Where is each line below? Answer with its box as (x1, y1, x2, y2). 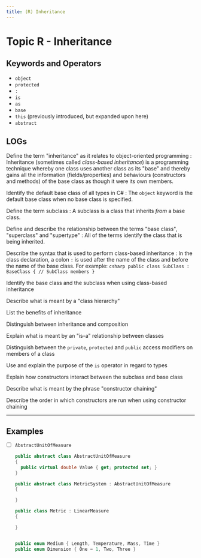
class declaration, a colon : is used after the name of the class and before (6, 256, 188, 263)
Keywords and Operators (6, 58, 102, 69)
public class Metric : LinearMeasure (14, 508, 109, 514)
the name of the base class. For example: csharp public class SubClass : (6, 262, 190, 270)
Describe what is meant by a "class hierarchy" (6, 298, 120, 305)
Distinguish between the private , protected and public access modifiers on (6, 344, 193, 351)
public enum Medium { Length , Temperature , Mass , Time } (14, 541, 160, 547)
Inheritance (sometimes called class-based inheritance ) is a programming (6, 158, 189, 166)
